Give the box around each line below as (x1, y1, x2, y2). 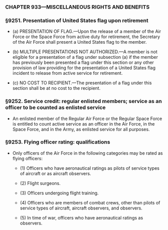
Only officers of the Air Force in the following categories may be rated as (12, 150, 163, 156)
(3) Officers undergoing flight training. (20, 190, 99, 196)
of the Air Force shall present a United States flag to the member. (12, 39, 147, 45)
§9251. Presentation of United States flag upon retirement (5, 17, 149, 24)
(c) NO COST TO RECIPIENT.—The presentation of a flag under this (12, 80, 152, 86)
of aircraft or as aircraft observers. (20, 170, 91, 176)
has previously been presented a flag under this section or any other (12, 59, 154, 66)
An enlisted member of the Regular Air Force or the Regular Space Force (12, 116, 162, 122)
